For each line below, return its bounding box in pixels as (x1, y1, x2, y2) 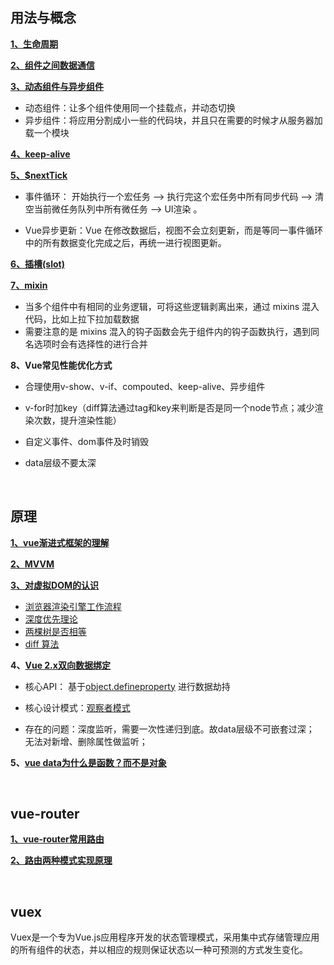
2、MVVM (10, 558, 55, 570)
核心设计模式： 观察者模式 (24, 701, 131, 713)
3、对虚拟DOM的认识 (10, 579, 99, 591)
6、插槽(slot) (10, 258, 65, 270)
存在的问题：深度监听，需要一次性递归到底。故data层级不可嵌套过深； (24, 723, 315, 735)
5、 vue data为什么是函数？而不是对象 (10, 756, 167, 768)
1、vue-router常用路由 (10, 833, 105, 845)
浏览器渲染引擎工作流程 (24, 600, 122, 612)
